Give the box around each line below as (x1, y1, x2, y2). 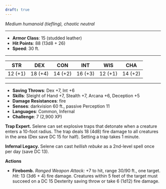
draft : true (5, 7, 30, 12)
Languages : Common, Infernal (12, 108, 75, 114)
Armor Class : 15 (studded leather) (12, 35, 83, 41)
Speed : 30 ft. (12, 45, 40, 51)
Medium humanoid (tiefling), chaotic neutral (5, 21, 95, 27)
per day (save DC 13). (5, 149, 49, 154)
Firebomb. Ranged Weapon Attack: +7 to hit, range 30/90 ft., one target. (12, 167, 161, 173)
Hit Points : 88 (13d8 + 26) (12, 40, 66, 46)
